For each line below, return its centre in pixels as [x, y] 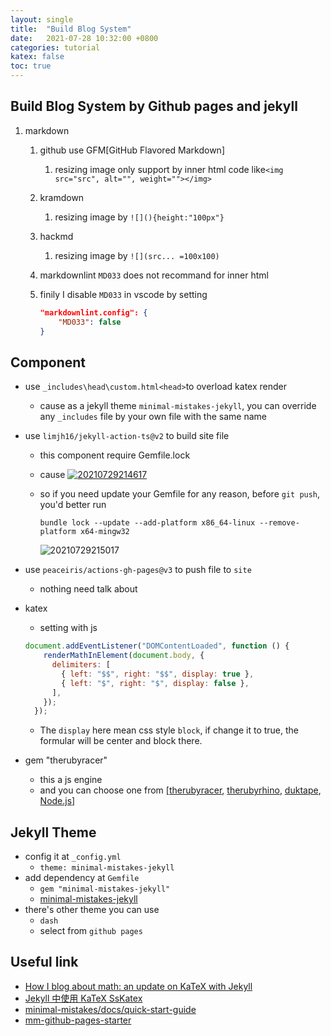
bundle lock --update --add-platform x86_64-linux [147, 523]
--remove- [279, 523]
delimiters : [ [81, 665]
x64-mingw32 [105, 532]
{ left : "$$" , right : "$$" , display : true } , [158, 674]
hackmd [56, 236]
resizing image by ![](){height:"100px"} [139, 217]
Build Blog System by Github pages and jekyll [154, 106]
